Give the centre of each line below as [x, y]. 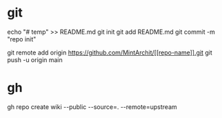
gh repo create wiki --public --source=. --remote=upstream [92, 107]
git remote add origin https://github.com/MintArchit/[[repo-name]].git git [110, 52]
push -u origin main [35, 59]
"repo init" [22, 39]
